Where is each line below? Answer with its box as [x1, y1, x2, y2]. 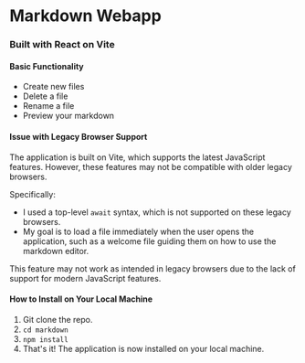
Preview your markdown [22, 111, 115, 122]
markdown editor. [22, 245, 89, 256]
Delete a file [22, 91, 68, 101]
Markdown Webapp [9, 5, 162, 27]
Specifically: [9, 188, 57, 199]
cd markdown [22, 326, 68, 335]
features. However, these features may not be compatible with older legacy [9, 161, 292, 172]
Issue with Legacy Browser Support [9, 131, 148, 142]
